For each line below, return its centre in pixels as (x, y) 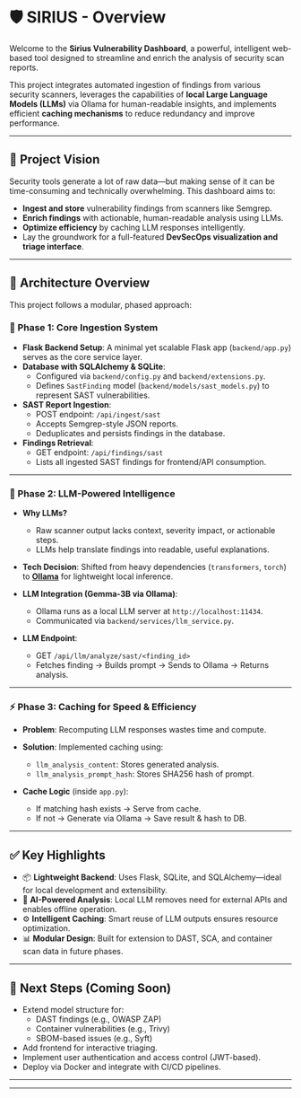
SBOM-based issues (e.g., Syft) (94, 1039)
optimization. (46, 928)
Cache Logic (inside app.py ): (75, 792)
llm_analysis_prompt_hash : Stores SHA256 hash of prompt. (145, 774)
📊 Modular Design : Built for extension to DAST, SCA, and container (147, 938)
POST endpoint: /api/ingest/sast (98, 414)
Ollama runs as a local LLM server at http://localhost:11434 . (149, 611)
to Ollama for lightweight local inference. (98, 576)
